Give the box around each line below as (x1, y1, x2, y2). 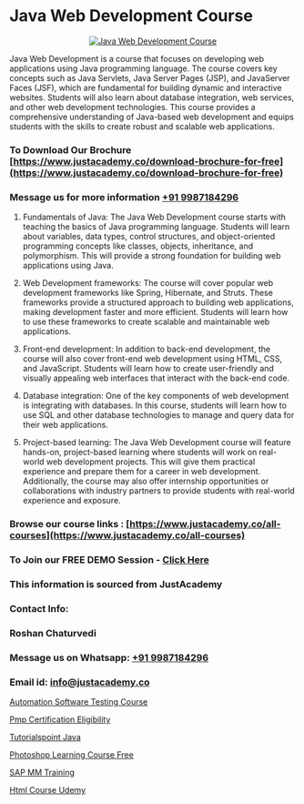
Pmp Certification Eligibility (9, 714, 111, 725)
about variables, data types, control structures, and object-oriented (22, 231, 276, 242)
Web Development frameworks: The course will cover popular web (22, 278, 274, 289)
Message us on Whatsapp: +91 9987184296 (9, 651, 209, 664)
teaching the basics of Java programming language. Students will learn (22, 221, 290, 232)
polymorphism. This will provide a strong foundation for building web (22, 250, 281, 261)
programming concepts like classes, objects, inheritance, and (22, 240, 254, 251)
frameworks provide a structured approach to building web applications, (22, 297, 294, 308)
